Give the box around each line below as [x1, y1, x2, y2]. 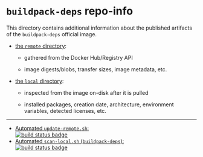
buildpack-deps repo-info [6, 4, 134, 18]
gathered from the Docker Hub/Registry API [24, 54, 133, 61]
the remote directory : [14, 42, 67, 50]
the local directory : [14, 77, 64, 85]
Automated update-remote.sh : [14, 124, 89, 132]
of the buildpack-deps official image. [6, 30, 97, 37]
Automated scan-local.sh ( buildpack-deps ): [14, 137, 124, 144]
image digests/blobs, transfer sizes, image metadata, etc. [24, 65, 167, 73]
